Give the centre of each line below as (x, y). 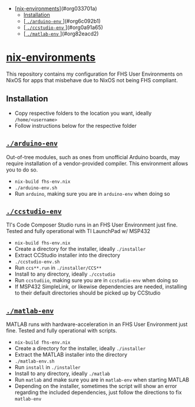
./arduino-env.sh (36, 188)
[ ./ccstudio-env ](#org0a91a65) (63, 27)
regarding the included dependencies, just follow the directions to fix (98, 392)
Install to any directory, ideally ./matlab (62, 374)
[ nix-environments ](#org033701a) (56, 9)
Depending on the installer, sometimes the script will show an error (96, 386)
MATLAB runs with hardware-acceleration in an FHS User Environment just (97, 324)
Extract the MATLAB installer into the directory (71, 355)
